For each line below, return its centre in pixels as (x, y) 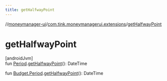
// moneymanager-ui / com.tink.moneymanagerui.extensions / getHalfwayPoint (83, 24)
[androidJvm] (19, 58)
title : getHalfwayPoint (30, 10)
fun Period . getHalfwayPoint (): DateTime (46, 63)
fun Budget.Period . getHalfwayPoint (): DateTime (54, 73)
